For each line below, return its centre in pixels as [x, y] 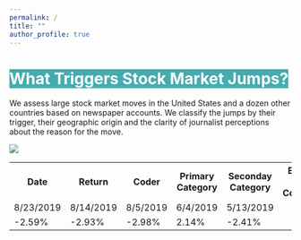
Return [94, 182]
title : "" [28, 26]
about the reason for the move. [66, 132]
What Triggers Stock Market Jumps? [149, 78]
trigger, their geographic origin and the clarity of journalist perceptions [139, 123]
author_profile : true [50, 34]
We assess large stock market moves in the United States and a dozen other [150, 103]
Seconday [250, 176]
